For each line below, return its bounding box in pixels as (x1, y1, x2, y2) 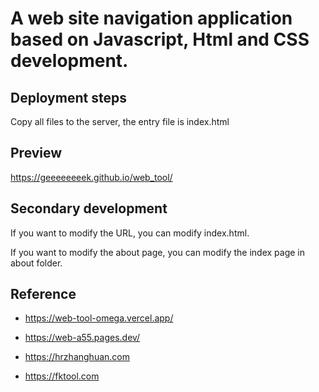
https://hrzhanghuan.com (24, 351, 130, 363)
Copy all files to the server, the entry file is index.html (10, 116, 230, 127)
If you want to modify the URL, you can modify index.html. (10, 227, 250, 239)
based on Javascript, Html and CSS (10, 28, 310, 51)
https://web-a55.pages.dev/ (24, 332, 141, 344)
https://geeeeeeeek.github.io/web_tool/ (10, 171, 173, 183)
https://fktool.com (24, 370, 100, 382)
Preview (10, 145, 63, 162)
